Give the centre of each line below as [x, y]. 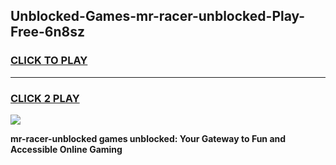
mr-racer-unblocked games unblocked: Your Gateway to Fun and [148, 138]
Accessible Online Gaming [66, 149]
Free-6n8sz [47, 32]
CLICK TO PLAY [49, 61]
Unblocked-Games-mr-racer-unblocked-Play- [158, 16]
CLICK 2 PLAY [45, 98]
